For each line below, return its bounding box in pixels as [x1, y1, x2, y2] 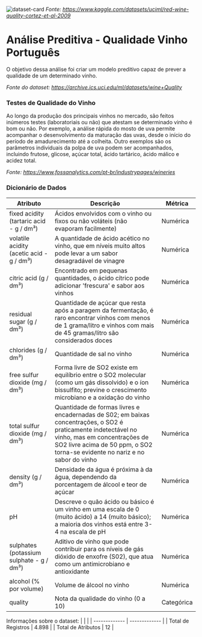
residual [9, 310, 32, 318]
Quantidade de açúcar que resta [54, 298, 146, 307]
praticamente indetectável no [54, 425, 137, 433]
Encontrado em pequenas [54, 266, 128, 274]
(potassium [9, 548, 41, 557]
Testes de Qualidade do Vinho [6, 98, 96, 107]
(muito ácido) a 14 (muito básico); [54, 512, 151, 521]
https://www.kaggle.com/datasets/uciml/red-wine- [62, 6, 189, 13]
